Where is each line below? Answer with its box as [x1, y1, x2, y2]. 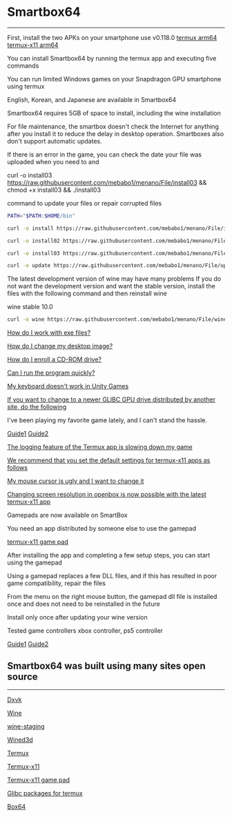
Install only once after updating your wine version [7, 613, 148, 622]
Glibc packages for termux [7, 789, 83, 797]
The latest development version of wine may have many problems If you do [7, 275, 222, 283]
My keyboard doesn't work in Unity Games [7, 382, 129, 391]
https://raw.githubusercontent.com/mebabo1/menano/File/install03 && [7, 178, 207, 186]
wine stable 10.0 [7, 303, 53, 311]
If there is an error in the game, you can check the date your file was [7, 150, 202, 159]
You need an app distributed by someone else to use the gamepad [7, 524, 197, 533]
